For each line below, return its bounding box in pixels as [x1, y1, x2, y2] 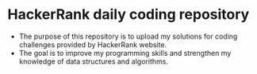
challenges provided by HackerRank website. [18, 39, 167, 49]
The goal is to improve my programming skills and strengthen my [18, 48, 232, 57]
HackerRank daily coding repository [7, 6, 250, 24]
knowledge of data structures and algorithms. [18, 57, 168, 66]
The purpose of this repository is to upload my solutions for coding [18, 31, 238, 41]
